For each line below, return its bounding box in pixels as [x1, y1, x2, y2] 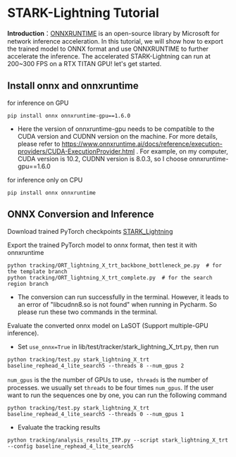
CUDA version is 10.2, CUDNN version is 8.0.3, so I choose [17, 154, 188, 163]
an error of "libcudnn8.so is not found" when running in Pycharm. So [17, 300, 217, 308]
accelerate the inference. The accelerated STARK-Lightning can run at [7, 51, 211, 61]
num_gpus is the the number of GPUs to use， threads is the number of [7, 375, 209, 384]
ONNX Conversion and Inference [7, 208, 154, 220]
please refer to [17, 139, 61, 148]
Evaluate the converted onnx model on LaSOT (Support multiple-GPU [7, 321, 209, 330]
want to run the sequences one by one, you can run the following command [7, 391, 228, 399]
